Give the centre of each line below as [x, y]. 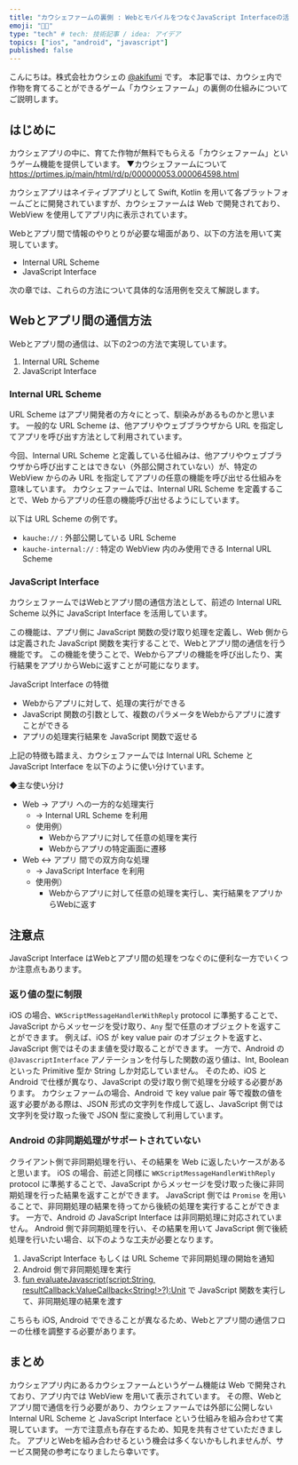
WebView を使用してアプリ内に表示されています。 [101, 214]
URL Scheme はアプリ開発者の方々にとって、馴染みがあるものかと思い [138, 415]
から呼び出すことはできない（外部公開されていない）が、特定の [141, 466]
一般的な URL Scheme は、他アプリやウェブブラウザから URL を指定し [155, 426]
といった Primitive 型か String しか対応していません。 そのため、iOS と [138, 1071]
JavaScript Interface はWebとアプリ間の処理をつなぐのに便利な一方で [137, 958]
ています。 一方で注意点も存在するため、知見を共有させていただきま [149, 1429]
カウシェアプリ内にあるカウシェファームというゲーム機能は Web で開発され [148, 1385]
